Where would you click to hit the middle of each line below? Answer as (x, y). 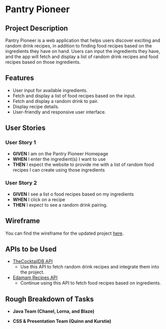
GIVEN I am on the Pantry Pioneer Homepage (60, 153)
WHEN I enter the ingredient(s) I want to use (59, 159)
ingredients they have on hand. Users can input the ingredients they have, (83, 51)
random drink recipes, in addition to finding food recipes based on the (79, 46)
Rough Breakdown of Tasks (50, 299)
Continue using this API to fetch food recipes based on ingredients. (91, 283)
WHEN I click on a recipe (39, 199)
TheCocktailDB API (33, 261)
